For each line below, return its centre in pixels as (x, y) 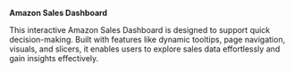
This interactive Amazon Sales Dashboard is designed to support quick (140, 30)
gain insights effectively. (54, 58)
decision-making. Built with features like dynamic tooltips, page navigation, (147, 40)
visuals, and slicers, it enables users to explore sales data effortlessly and (145, 49)
